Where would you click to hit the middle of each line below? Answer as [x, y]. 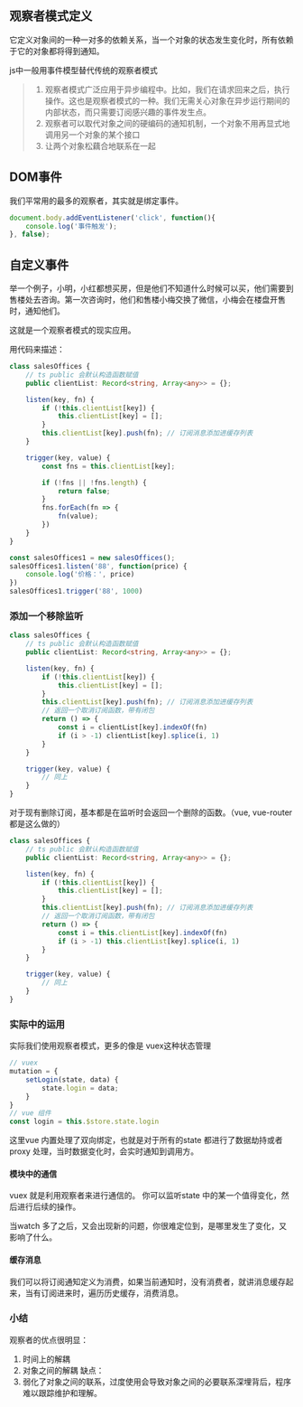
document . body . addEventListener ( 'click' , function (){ [113, 218]
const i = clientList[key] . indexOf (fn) [132, 727]
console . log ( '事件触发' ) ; [71, 226]
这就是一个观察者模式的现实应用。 [73, 330]
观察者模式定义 [51, 16]
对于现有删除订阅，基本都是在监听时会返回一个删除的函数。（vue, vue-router [151, 812]
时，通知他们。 [37, 311]
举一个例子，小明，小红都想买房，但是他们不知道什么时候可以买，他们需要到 [151, 288]
